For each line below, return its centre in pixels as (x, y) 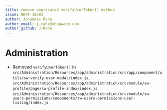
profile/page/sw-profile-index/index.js (55, 89)
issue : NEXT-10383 (24, 14)
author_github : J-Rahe (29, 28)
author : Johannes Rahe (29, 19)
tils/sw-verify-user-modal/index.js (50, 78)
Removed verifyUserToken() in (44, 67)
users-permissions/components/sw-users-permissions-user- (74, 98)
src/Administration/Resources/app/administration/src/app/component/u (87, 73)
